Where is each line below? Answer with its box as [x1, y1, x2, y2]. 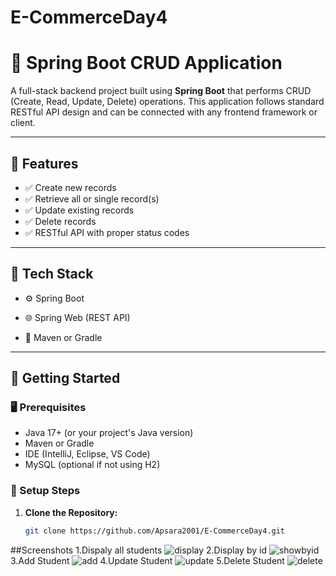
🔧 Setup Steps [10, 484, 81, 498]
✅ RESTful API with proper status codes [24, 226, 190, 238]
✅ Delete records [24, 215, 97, 227]
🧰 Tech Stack [10, 266, 94, 283]
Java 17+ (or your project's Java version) [24, 427, 194, 439]
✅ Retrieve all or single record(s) [24, 192, 160, 205]
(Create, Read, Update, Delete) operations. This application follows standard [10, 96, 325, 108]
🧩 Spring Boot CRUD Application [10, 52, 283, 75]
